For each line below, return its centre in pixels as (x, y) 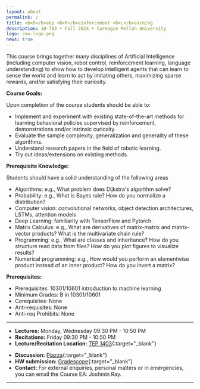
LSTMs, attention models (45, 214)
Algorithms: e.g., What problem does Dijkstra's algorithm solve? (93, 189)
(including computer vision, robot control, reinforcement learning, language (99, 63)
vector (23, 234)
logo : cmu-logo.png (30, 34)
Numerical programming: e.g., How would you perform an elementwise (102, 259)
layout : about (24, 12)
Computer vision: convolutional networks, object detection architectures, (104, 208)
